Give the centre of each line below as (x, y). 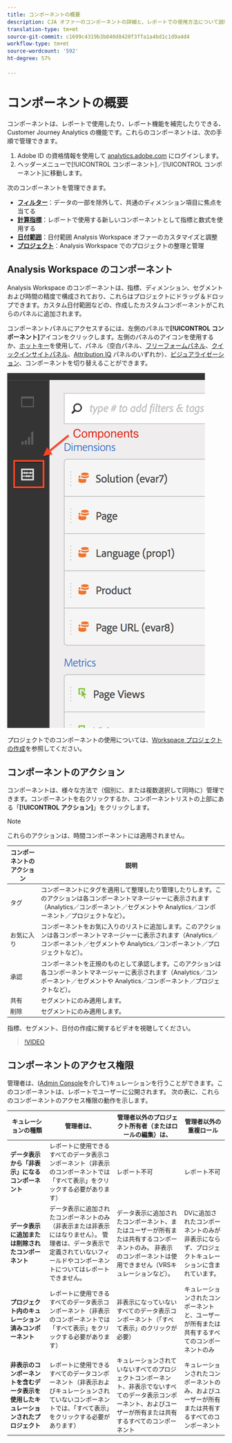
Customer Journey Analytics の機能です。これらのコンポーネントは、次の (112, 132)
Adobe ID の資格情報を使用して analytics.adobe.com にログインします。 (120, 155)
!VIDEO (34, 1041)
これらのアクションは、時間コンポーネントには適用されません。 (98, 836)
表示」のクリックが (150, 1328)
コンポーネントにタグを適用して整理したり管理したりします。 (128, 890)
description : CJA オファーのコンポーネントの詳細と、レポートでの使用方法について (113, 22)
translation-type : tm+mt (43, 29)
